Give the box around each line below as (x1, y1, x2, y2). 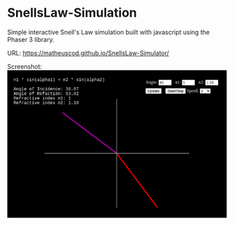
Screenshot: (7, 62, 42, 70)
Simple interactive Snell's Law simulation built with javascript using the (7, 28, 210, 36)
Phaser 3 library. (7, 35, 54, 43)
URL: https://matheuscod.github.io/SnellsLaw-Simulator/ (7, 49, 169, 57)
